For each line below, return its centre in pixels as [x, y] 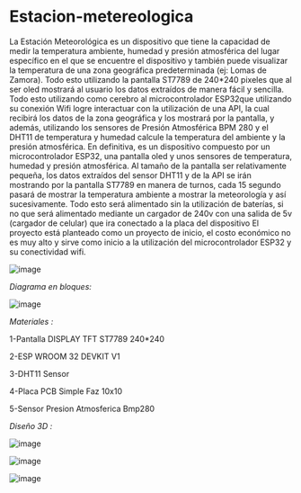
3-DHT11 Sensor [40, 373]
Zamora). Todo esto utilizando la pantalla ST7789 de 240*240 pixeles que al [150, 79]
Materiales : [31, 321]
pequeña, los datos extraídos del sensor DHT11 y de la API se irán [130, 175]
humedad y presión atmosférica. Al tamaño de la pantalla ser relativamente [148, 166]
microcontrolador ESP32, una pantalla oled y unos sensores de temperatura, [151, 156]
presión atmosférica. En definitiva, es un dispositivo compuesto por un [140, 147]
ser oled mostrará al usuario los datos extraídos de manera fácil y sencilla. [147, 89]
